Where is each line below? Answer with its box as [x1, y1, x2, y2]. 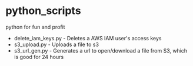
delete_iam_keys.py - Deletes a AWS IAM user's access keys [14, 34, 162, 41]
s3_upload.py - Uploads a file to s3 [14, 41, 99, 48]
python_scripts [5, 4, 81, 18]
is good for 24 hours [14, 53, 64, 60]
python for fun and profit [5, 23, 65, 30]
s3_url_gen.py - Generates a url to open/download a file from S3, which [14, 47, 188, 54]
